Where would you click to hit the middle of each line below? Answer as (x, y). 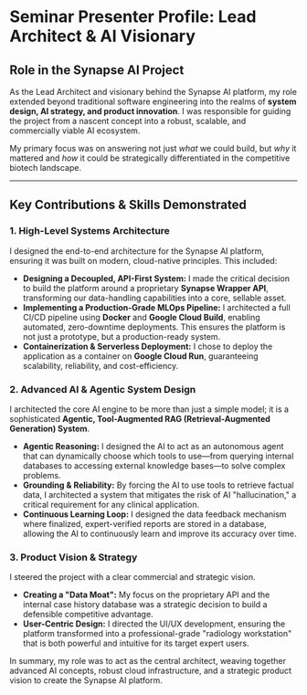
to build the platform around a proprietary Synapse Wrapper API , (146, 288)
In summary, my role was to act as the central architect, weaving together (148, 661)
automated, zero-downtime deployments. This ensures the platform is (154, 327)
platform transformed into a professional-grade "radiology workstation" (157, 634)
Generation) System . (49, 428)
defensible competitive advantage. (88, 615)
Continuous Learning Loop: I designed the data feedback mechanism (154, 514)
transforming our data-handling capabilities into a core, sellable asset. (154, 298)
